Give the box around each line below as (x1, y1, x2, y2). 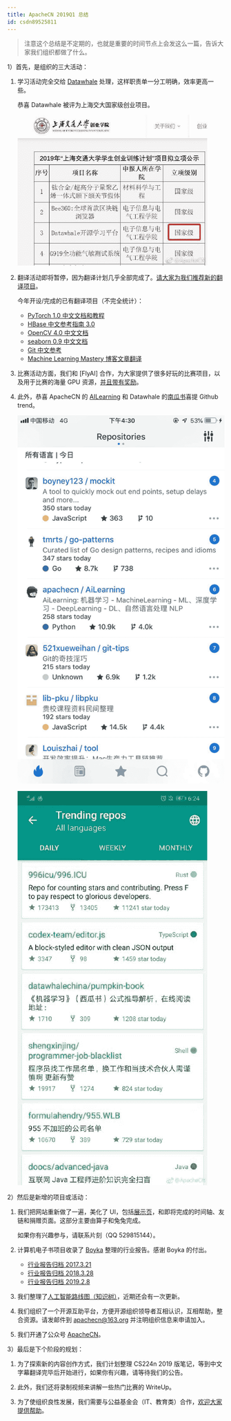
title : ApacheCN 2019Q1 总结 (7, 11, 89, 18)
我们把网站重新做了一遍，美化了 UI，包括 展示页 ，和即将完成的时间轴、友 (17, 1208, 225, 1216)
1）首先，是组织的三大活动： (7, 62, 88, 70)
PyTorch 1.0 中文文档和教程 (27, 311, 105, 319)
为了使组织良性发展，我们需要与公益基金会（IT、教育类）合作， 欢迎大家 (17, 1398, 223, 1406)
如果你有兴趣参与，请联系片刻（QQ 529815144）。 (17, 1231, 160, 1239)
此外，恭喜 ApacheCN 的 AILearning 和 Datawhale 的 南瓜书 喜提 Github (17, 392, 219, 401)
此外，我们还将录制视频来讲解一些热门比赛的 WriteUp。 (17, 1383, 176, 1391)
